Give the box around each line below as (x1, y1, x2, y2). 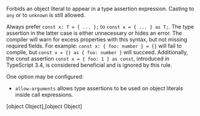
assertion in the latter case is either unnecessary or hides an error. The (6, 29, 183, 37)
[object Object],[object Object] (6, 103, 83, 110)
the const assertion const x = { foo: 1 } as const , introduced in (6, 55, 170, 62)
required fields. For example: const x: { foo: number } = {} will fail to (6, 42, 182, 49)
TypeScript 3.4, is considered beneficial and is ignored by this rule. (6, 61, 172, 69)
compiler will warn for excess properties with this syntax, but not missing (6, 36, 188, 43)
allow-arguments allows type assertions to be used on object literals (14, 85, 184, 92)
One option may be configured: (6, 73, 84, 80)
